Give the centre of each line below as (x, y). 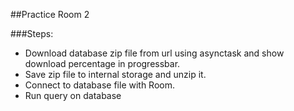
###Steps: (32, 33)
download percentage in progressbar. (102, 63)
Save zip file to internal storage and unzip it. (115, 74)
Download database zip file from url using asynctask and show (154, 53)
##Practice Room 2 (50, 14)
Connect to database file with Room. (100, 85)
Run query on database (73, 95)
